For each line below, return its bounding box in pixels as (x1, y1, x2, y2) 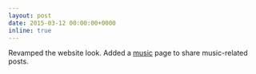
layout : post (8, 11, 52, 20)
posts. (8, 56, 30, 66)
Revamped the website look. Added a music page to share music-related (8, 49, 248, 58)
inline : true (8, 26, 52, 34)
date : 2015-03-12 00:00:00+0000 (8, 19, 116, 27)
